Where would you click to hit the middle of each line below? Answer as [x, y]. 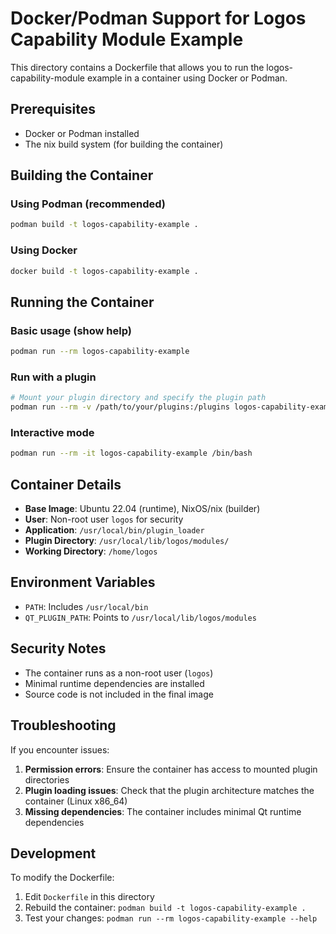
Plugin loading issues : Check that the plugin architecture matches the [169, 790]
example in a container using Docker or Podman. [187, 78]
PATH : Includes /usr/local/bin [86, 606]
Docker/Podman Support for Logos [158, 18]
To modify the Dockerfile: [62, 878]
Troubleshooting [63, 725]
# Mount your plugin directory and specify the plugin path [138, 398]
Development [53, 853]
